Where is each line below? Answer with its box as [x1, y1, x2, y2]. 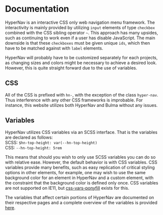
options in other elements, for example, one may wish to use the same [5, 169, 146, 175]
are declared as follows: [5, 134, 53, 140]
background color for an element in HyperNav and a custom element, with [5, 175, 154, 181]
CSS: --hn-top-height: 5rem [5, 145, 62, 150]
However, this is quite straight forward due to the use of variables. [5, 65, 137, 71]
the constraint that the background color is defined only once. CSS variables [5, 180, 159, 185]
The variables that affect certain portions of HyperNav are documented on [5, 194, 154, 200]
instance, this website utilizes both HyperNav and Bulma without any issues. [5, 102, 158, 108]
